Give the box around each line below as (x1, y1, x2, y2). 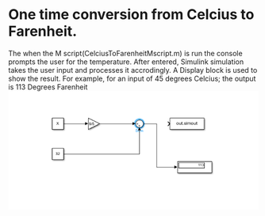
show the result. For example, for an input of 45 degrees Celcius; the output (8, 74, 256, 83)
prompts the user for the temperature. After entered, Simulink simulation (8, 57, 244, 66)
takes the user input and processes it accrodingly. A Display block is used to (8, 65, 258, 74)
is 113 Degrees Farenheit (8, 81, 88, 92)
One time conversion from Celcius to (8, 6, 255, 24)
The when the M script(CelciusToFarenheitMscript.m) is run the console (8, 48, 244, 58)
